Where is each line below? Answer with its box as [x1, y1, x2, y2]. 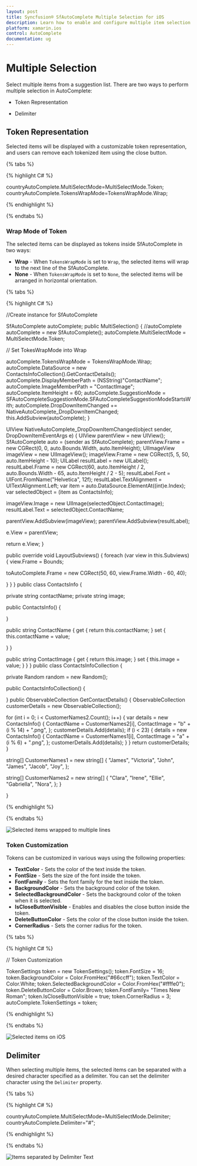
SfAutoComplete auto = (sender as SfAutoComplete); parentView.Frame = [6, 439, 185, 446]
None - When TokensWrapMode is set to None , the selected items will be [14, 271, 183, 278]
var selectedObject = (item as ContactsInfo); [6, 489, 113, 496]
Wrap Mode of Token [6, 227, 67, 235]
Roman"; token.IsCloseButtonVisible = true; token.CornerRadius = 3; [6, 993, 172, 1000]
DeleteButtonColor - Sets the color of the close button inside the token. [14, 916, 189, 923]
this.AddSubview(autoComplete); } [6, 414, 90, 421]
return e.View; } [6, 541, 44, 548]
